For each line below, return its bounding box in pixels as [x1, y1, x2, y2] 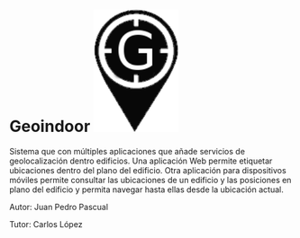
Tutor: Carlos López [9, 219, 83, 230]
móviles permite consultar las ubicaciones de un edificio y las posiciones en [9, 175, 292, 186]
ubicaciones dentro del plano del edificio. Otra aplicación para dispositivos [9, 165, 286, 176]
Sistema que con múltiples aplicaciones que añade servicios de [9, 146, 246, 157]
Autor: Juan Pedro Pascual [9, 202, 109, 213]
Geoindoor [9, 117, 91, 137]
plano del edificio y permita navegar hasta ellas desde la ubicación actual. [9, 184, 284, 195]
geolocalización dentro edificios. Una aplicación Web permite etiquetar [9, 155, 273, 166]
